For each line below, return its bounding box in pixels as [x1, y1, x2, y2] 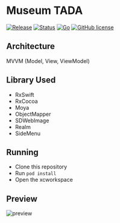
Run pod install [14, 170, 57, 177]
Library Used [6, 75, 56, 85]
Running [6, 147, 39, 158]
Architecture [6, 41, 55, 52]
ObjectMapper [14, 110, 51, 118]
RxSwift [14, 91, 34, 98]
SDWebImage [14, 116, 49, 124]
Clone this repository [14, 163, 68, 170]
